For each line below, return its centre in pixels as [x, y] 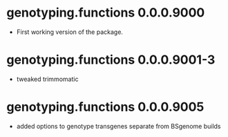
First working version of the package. [70, 32]
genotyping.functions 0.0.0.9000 [106, 13]
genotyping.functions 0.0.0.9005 [105, 107]
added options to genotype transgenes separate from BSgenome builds [118, 126]
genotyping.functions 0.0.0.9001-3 [111, 60]
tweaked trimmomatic [47, 79]
